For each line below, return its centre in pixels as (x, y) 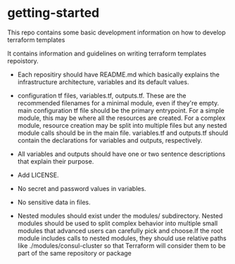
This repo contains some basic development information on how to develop (117, 32)
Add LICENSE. (38, 175)
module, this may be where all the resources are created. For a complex (121, 118)
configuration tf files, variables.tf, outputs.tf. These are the (102, 95)
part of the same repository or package (75, 253)
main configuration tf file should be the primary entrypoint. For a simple (121, 110)
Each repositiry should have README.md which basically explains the (119, 74)
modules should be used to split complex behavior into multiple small (118, 223)
